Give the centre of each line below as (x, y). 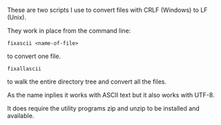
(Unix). (17, 17)
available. (21, 116)
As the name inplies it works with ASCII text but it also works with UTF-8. (111, 95)
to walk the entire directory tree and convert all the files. (87, 81)
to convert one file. (34, 56)
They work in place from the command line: (69, 31)
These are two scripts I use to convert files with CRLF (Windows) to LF (107, 10)
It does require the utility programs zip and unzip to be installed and (104, 108)
